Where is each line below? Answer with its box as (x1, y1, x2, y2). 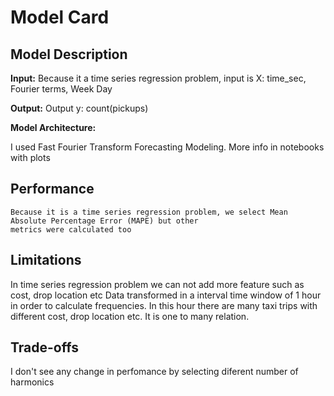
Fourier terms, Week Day (10, 83, 113, 95)
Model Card (10, 6, 110, 29)
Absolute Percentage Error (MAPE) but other (10, 216, 199, 226)
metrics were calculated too (10, 224, 132, 235)
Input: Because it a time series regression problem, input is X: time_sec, (10, 72, 307, 84)
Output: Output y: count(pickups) (10, 102, 149, 114)
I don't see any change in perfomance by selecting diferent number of (10, 366, 299, 378)
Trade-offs (10, 339, 79, 356)
